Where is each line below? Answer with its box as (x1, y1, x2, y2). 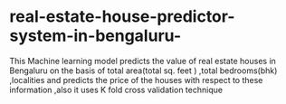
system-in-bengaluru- (9, 25, 182, 46)
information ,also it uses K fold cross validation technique (9, 84, 224, 95)
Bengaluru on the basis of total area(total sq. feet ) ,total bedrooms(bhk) (9, 65, 278, 76)
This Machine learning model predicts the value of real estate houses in (9, 55, 276, 66)
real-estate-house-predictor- (9, 6, 235, 27)
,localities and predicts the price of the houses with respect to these (9, 74, 263, 85)
